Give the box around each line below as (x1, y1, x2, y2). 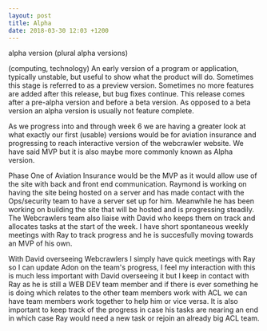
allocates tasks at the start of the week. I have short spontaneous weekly (8, 222, 249, 231)
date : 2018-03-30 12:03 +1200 (8, 26, 110, 34)
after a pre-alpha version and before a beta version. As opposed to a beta (8, 97, 251, 108)
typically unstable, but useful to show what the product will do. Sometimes (8, 73, 254, 82)
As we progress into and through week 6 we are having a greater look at (8, 121, 246, 132)
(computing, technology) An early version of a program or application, (8, 64, 239, 73)
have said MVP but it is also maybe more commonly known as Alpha (8, 147, 233, 156)
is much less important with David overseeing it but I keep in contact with (8, 271, 249, 281)
